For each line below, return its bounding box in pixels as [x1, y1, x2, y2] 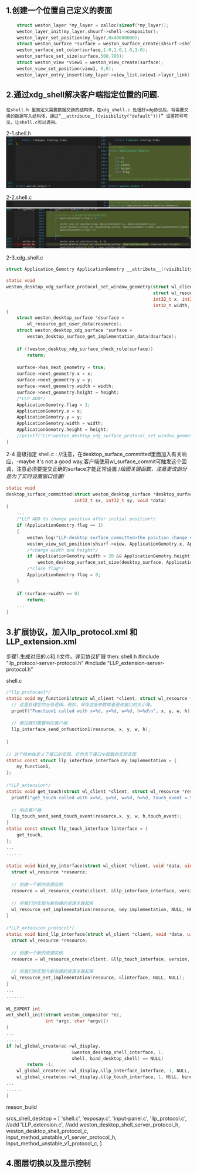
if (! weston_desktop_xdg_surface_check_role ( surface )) [16, 346, 154, 352]
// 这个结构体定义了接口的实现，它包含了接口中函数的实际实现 [6, 751, 137, 757]
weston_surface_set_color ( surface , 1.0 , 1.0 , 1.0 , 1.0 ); [16, 47, 148, 53]
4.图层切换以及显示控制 [6, 1158, 91, 1168]
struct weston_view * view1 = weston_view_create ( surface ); [16, 59, 164, 66]
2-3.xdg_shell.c [6, 254, 43, 261]
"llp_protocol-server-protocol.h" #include [6, 659, 107, 666]
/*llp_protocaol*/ [6, 689, 51, 695]
